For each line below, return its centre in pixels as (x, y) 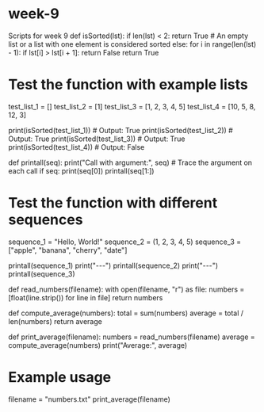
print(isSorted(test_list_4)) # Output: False (77, 147)
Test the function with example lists (128, 85)
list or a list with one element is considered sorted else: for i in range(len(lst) (132, 44)
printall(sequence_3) (42, 273)
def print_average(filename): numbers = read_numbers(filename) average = (132, 337)
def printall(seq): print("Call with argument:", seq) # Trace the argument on (130, 162)
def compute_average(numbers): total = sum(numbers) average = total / (126, 313)
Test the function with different (113, 203)
